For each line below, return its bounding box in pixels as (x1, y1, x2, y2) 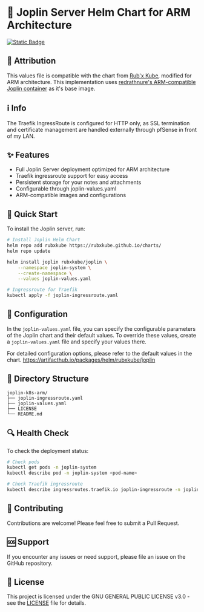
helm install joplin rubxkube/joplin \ (7, 259, 108, 265)
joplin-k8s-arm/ (7, 389, 48, 396)
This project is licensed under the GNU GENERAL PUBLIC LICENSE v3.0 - (7, 593, 190, 601)
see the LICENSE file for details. (7, 599, 87, 607)
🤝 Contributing (7, 503, 64, 513)
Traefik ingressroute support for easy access (15, 172, 128, 180)
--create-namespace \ (18, 270, 72, 276)
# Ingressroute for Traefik (7, 287, 78, 293)
